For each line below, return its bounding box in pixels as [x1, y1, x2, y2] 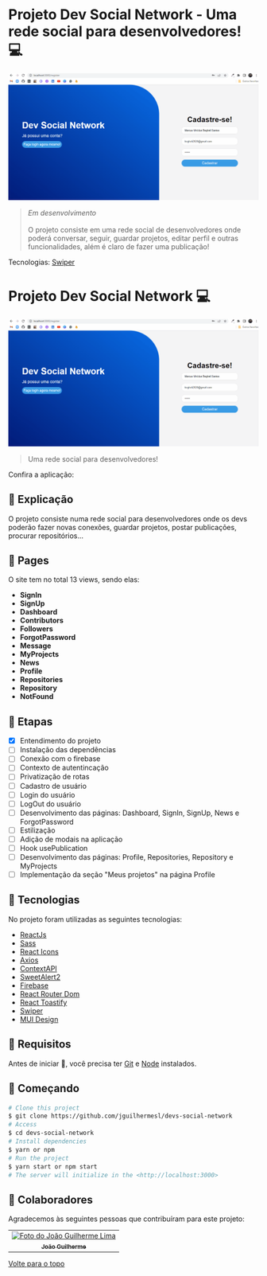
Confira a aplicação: [8, 470, 74, 479]
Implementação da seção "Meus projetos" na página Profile [19, 870, 216, 879]
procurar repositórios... [8, 531, 84, 540]
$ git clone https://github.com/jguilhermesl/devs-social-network [8, 1112, 233, 1120]
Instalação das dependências [19, 745, 117, 755]
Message [19, 641, 52, 650]
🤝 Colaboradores [8, 1192, 94, 1207]
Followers [19, 624, 53, 634]
